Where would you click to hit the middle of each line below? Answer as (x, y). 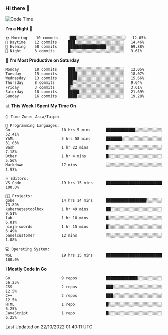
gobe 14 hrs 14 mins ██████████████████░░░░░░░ (84, 201)
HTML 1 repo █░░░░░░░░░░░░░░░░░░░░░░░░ (84, 305)
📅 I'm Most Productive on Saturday (42, 60)
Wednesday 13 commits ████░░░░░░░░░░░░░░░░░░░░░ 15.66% (75, 78)
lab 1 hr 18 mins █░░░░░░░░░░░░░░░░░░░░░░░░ (84, 218)
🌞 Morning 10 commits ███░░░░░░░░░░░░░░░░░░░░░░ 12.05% (76, 38)
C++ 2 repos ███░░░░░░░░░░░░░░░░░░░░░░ (84, 296)
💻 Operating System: (28, 249)
